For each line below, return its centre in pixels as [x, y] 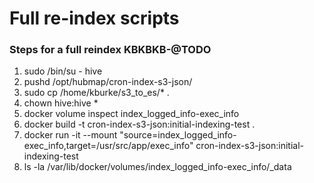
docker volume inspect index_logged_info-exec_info [131, 114]
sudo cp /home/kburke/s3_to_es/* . [96, 93]
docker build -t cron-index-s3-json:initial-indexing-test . [139, 124]
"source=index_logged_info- [178, 135]
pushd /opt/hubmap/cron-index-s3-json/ [108, 82]
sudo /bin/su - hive [63, 71]
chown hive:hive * [61, 103]
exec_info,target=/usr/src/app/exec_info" [108, 146]
